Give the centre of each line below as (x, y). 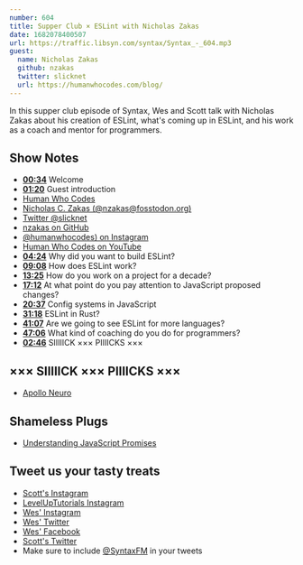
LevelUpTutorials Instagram (73, 503)
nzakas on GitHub (55, 227)
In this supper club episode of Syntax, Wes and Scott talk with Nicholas (142, 110)
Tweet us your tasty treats (85, 472)
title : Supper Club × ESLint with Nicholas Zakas (105, 26)
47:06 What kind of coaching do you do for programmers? (131, 333)
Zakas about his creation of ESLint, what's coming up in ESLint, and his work (151, 120)
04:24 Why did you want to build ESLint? (99, 256)
